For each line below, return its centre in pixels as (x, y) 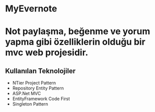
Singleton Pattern (30, 104)
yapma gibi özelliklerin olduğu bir (75, 42)
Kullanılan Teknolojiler (40, 71)
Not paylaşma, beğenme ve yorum (78, 32)
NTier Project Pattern (34, 83)
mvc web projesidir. (47, 53)
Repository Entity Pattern (38, 88)
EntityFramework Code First (41, 99)
